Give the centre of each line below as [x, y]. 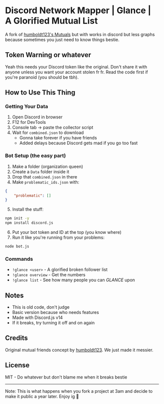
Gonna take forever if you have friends [58, 138]
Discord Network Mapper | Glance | [78, 11]
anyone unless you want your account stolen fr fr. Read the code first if [76, 72]
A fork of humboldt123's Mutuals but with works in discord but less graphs [80, 34]
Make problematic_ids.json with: [46, 182]
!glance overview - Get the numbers [49, 275]
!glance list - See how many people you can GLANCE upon [73, 280]
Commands [19, 259]
